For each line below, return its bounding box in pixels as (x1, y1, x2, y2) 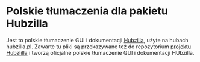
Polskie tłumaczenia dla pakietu (6, 4, 169, 18)
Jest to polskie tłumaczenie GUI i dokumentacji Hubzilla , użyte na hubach (6, 36, 189, 44)
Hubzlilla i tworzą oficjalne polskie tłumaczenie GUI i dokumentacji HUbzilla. (6, 49, 195, 56)
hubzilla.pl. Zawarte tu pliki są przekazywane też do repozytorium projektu (6, 43, 192, 50)
